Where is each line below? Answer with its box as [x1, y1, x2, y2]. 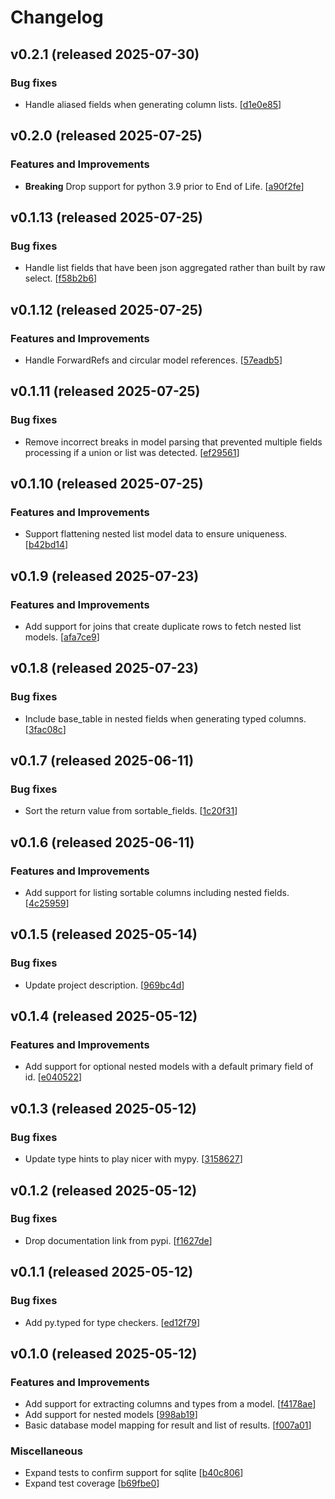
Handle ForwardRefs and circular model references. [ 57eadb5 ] [24, 354, 283, 366]
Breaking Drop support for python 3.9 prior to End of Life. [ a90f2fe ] [24, 180, 305, 192]
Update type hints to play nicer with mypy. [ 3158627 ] [24, 1153, 243, 1165]
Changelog [10, 6, 104, 29]
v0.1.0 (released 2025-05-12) [10, 1345, 198, 1362]
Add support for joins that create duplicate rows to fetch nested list [24, 621, 302, 632]
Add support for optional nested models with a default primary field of [24, 1061, 314, 1073]
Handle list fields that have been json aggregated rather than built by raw [24, 262, 326, 274]
